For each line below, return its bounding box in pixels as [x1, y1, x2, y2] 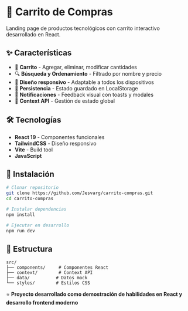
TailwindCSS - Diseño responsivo [14, 140, 97, 147]
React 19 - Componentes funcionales [14, 133, 105, 140]
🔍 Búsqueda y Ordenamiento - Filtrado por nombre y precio [14, 70, 162, 77]
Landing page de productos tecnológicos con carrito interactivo [6, 25, 160, 32]
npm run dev [6, 228, 35, 234]
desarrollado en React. [6, 31, 61, 38]
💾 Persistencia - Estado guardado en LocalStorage [14, 84, 139, 92]
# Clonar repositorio [6, 185, 59, 191]
